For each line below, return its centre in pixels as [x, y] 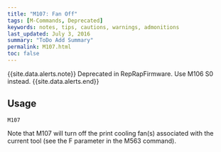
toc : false [23, 54]
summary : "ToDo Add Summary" [50, 40]
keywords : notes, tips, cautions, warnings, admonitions [93, 27]
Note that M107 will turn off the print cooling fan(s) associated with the [110, 133]
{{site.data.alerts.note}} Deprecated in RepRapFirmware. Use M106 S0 [110, 74]
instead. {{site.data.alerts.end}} [53, 81]
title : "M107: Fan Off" [43, 14]
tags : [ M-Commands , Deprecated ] [55, 21]
